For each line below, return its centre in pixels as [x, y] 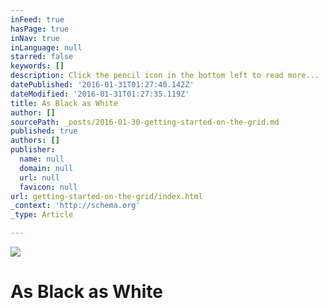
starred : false [42, 57]
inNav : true [35, 38]
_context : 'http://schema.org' [75, 206]
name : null [42, 159]
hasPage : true [40, 29]
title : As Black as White [64, 103]
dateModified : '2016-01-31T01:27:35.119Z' [100, 94]
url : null [39, 177]
